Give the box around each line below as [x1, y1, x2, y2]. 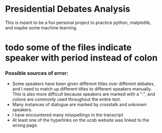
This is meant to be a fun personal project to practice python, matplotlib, [5, 20, 151, 25]
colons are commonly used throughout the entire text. [12, 96, 121, 102]
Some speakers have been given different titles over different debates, [12, 81, 155, 87]
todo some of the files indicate [5, 42, 132, 53]
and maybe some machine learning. [5, 24, 78, 30]
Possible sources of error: [5, 70, 69, 77]
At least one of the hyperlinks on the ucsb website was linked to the [12, 117, 150, 123]
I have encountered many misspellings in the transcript [12, 112, 124, 118]
